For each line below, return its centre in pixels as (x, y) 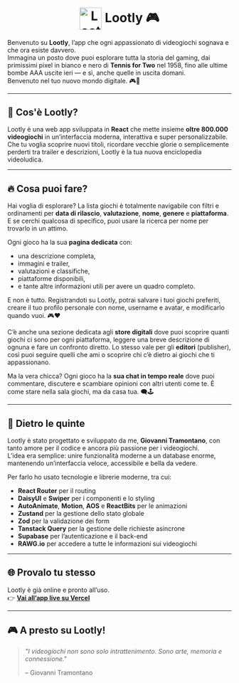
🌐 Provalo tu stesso (52, 573)
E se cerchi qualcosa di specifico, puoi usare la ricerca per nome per (108, 221)
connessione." (46, 659)
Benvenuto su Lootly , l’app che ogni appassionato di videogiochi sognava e (118, 42)
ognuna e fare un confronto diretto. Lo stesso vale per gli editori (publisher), (119, 347)
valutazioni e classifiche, (54, 271)
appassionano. (29, 362)
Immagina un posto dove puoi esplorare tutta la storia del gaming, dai (109, 58)
